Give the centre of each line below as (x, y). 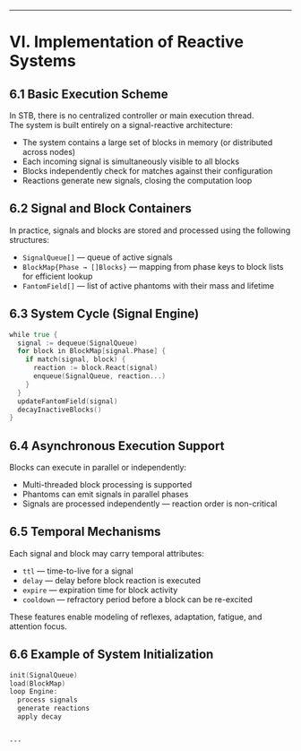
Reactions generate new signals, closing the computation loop (137, 181)
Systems (43, 61)
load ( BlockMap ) (38, 683)
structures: (29, 239)
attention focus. (38, 626)
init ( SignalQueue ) (43, 675)
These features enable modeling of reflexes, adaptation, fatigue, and (136, 617)
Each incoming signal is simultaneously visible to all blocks (131, 161)
